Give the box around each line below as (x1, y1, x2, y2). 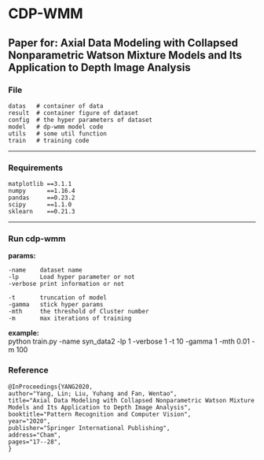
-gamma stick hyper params (8, 301, 104, 309)
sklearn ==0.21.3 (8, 208, 76, 216)
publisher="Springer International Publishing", (8, 424, 170, 432)
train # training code (8, 136, 90, 144)
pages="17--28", (8, 438, 61, 446)
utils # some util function (8, 129, 108, 138)
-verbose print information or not (8, 280, 125, 288)
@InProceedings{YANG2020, (8, 383, 93, 391)
